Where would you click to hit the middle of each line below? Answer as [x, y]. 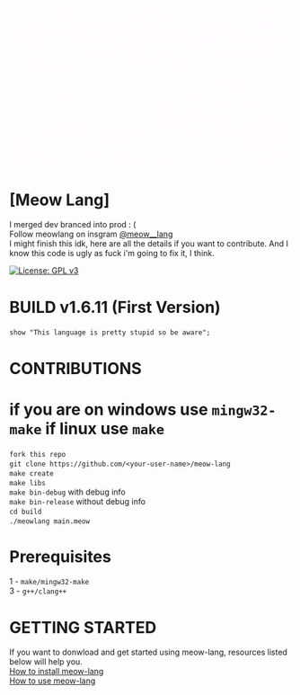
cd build [26, 512]
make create [31, 473]
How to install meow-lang [57, 672]
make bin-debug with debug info [67, 492]
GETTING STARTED [83, 627]
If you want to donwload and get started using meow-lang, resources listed [148, 652]
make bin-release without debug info [78, 501]
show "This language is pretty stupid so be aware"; [110, 333]
